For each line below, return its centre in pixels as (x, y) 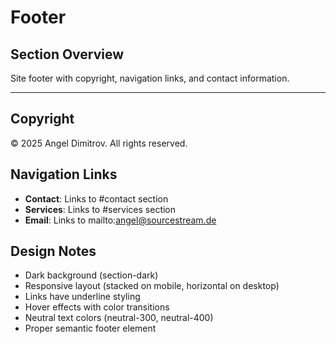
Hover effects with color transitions (97, 307)
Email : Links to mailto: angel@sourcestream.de (120, 220)
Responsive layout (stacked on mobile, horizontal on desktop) (152, 286)
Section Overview (67, 54)
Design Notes (53, 251)
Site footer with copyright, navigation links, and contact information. (150, 78)
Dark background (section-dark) (91, 275)
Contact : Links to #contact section (96, 198)
